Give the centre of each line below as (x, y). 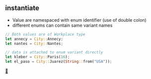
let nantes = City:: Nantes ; (34, 43)
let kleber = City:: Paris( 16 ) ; (38, 57)
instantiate (22, 8)
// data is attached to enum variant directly (54, 52)
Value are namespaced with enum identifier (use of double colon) (79, 20)
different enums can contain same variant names (62, 25)
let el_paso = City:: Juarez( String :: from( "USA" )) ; (59, 62)
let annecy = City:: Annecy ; (34, 39)
